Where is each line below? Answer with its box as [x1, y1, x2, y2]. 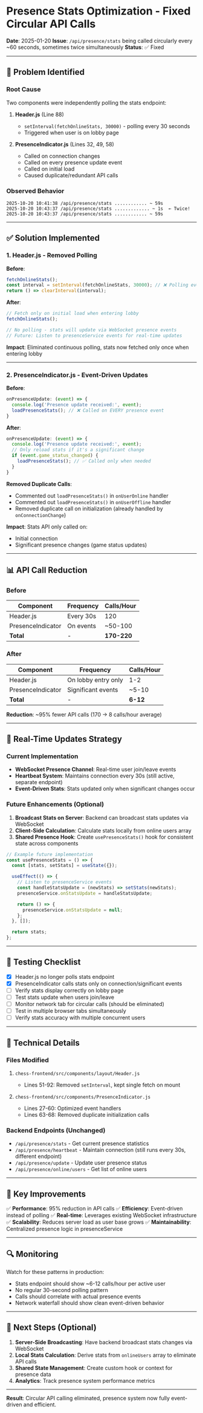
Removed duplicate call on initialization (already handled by [14, 505, 163, 512]
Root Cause [6, 85, 41, 94]
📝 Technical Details [6, 1038, 80, 1048]
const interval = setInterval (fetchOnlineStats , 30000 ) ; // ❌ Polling [6, 282, 188, 288]
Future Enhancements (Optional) [6, 800, 105, 808]
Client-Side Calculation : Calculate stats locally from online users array [14, 827, 192, 834]
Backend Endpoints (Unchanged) [6, 1126, 106, 1134]
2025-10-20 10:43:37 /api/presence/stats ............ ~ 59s [6, 210, 164, 217]
